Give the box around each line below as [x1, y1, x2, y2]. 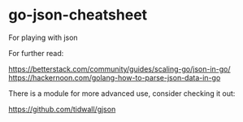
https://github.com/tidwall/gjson [8, 104, 116, 114]
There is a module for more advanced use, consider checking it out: [8, 88, 236, 98]
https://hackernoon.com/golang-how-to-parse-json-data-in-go [8, 72, 221, 82]
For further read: [8, 48, 64, 58]
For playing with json [8, 33, 79, 42]
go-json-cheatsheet [8, 6, 148, 24]
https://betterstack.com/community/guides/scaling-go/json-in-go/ [8, 63, 231, 74]
